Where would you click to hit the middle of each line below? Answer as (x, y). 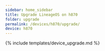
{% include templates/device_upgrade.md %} (52, 43)
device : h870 (19, 29)
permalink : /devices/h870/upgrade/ (43, 24)
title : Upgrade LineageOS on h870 (42, 15)
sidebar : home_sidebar (29, 10)
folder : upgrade (22, 19)
